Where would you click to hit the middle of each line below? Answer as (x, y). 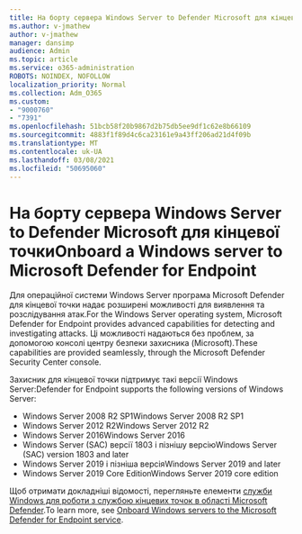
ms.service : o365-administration (72, 68)
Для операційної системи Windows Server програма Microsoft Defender (147, 295)
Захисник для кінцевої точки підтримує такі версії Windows (124, 380)
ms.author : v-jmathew (50, 26)
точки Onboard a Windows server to (146, 251)
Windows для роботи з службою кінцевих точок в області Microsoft (138, 501)
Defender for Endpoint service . (67, 520)
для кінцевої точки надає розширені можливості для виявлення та (137, 305)
